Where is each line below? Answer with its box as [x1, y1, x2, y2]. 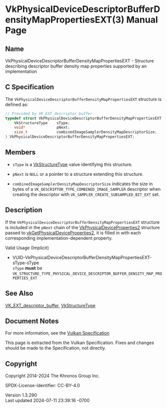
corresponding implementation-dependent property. [5, 235, 113, 241]
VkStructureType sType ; [14, 120, 70, 125]
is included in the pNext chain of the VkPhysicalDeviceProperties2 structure [5, 224, 160, 230]
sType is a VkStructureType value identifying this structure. [12, 161, 133, 167]
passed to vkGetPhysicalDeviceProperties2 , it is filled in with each [5, 230, 141, 236]
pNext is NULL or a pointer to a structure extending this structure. [12, 171, 144, 177]
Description [5, 206, 42, 214]
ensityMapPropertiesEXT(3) [5, 14, 125, 25]
